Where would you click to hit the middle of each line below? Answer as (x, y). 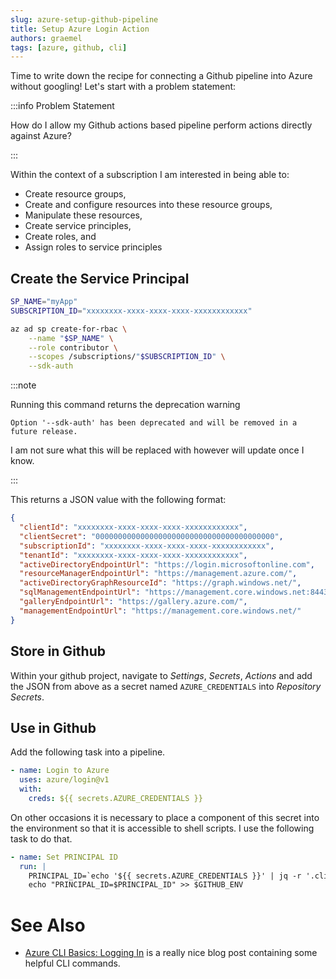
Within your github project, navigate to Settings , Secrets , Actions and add (161, 675)
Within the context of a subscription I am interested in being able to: (150, 175)
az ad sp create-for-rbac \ (69, 329)
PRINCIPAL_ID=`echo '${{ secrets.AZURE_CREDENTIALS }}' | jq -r (165, 876)
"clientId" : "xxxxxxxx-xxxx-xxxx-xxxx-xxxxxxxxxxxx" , (133, 527)
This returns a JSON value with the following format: (118, 500)
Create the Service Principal (100, 278)
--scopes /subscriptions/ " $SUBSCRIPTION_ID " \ (127, 357)
